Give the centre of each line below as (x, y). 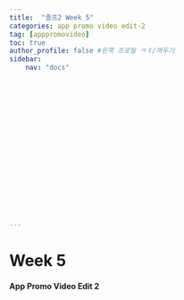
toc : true (28, 43)
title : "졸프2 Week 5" (51, 17)
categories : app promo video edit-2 (77, 26)
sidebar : (25, 59)
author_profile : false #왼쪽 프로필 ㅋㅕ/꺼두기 (92, 51)
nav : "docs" (47, 68)
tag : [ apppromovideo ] (50, 34)
